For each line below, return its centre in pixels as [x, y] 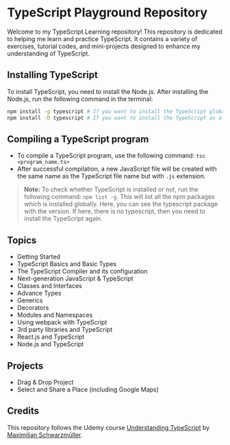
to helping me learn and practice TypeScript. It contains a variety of [102, 38]
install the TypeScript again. [63, 219]
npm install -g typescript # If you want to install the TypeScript [107, 111]
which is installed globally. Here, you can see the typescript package [121, 204]
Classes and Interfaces [49, 286]
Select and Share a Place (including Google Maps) [88, 389]
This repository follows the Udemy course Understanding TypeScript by [108, 427]
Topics [22, 240]
